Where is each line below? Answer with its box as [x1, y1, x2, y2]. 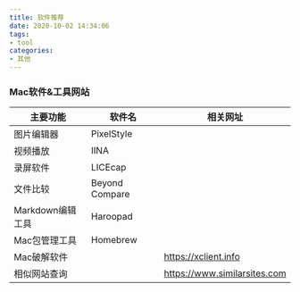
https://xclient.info [163, 251, 241, 263]
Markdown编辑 [13, 204, 77, 217]
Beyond [90, 177, 123, 189]
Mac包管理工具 [13, 234, 78, 246]
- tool [9, 38, 34, 47]
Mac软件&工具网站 [9, 86, 90, 98]
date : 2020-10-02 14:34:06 [9, 21, 110, 30]
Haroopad [90, 211, 134, 223]
